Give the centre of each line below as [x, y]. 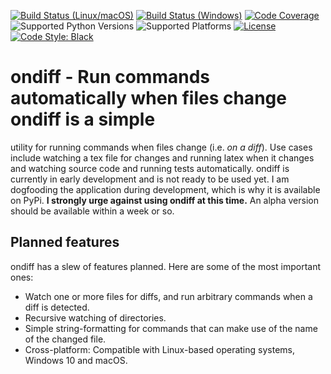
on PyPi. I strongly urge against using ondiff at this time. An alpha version [164, 200]
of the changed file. [65, 339]
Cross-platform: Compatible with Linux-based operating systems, [159, 349]
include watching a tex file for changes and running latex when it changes [162, 157]
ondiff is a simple [83, 119]
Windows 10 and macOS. [76, 360]
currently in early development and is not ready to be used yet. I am [150, 179]
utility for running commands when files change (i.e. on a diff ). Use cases [161, 147]
